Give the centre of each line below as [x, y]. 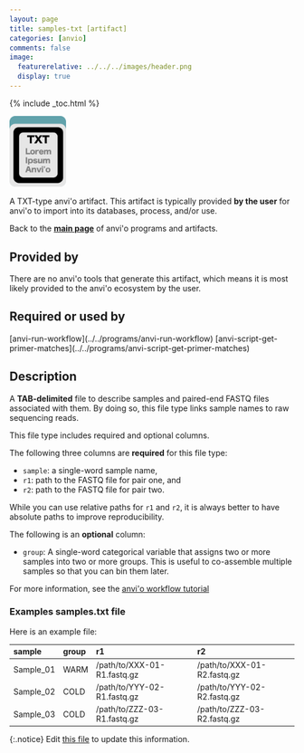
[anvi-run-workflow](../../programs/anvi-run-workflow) [112, 338]
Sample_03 [34, 714]
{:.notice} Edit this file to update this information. [100, 739]
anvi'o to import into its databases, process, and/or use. [114, 211]
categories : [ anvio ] [48, 38]
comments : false [40, 48]
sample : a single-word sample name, [90, 470]
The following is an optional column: [78, 534]
